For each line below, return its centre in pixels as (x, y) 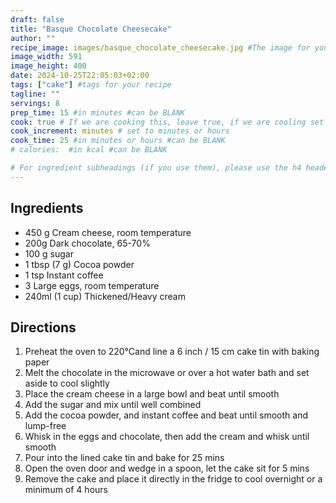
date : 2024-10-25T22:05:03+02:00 (80, 76)
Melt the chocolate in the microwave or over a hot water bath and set (167, 373)
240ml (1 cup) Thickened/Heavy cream (105, 296)
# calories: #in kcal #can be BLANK (89, 150)
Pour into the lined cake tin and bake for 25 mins (124, 458)
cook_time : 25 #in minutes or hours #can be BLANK (118, 141)
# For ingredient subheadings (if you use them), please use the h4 (156, 168)
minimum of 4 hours (66, 490)
